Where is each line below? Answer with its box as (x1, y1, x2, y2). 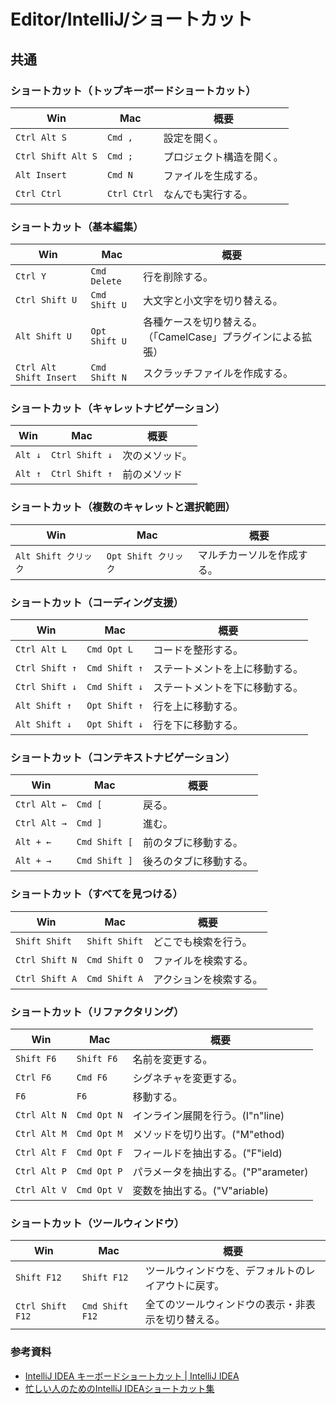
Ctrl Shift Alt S (15, 150, 98, 162)
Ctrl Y (15, 271, 47, 282)
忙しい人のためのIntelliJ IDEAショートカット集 (24, 1382, 215, 1394)
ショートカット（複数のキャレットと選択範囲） (10, 500, 236, 514)
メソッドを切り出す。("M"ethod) (132, 1127, 285, 1141)
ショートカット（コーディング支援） (10, 595, 184, 609)
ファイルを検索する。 (153, 953, 254, 967)
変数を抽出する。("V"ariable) (132, 1183, 269, 1197)
